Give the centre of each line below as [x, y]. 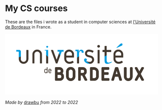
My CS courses [36, 8]
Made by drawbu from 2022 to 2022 [42, 102]
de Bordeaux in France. [28, 27]
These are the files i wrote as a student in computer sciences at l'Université [80, 22]
